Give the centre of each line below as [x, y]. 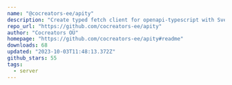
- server [26, 71]
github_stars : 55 [32, 58]
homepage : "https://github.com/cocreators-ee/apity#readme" [96, 39]
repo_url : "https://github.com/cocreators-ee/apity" [85, 26]
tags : [15, 64]
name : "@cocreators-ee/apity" [51, 13]
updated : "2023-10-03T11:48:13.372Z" [61, 52]
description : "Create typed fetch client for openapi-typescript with [111, 20]
